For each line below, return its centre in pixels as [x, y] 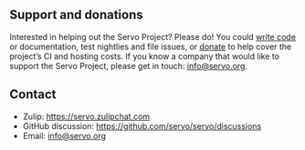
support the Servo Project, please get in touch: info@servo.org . [129, 65]
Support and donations [76, 15]
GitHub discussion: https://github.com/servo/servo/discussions [142, 125]
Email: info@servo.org [64, 135]
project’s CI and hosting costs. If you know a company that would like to [145, 56]
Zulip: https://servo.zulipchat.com [86, 116]
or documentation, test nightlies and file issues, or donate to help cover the [151, 46]
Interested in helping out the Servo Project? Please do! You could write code [153, 36]
